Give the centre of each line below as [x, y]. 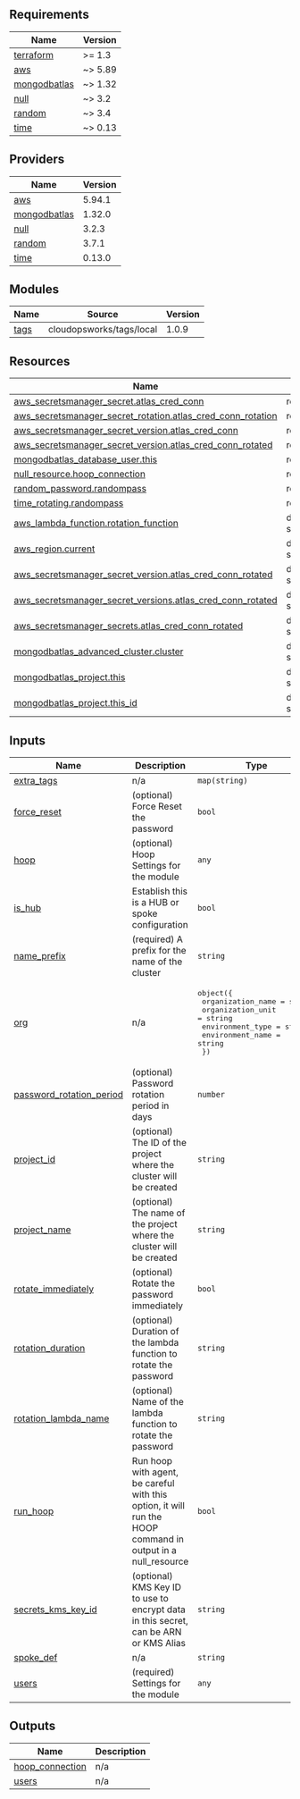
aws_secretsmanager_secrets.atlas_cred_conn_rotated [129, 626]
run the [147, 1517]
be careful [153, 1484]
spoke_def [36, 1658]
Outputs [33, 1726]
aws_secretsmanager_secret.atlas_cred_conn [109, 401]
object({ [215, 993]
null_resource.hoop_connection [79, 475]
